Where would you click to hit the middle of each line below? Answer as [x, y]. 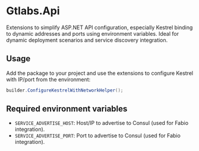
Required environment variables [67, 109]
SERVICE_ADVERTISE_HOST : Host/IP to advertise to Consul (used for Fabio [102, 123]
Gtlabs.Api [33, 11]
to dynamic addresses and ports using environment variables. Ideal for [93, 33]
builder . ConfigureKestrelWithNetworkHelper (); [65, 90]
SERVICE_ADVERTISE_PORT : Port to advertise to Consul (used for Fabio [98, 136]
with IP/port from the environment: [48, 79]
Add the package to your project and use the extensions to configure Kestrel [100, 73]
